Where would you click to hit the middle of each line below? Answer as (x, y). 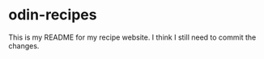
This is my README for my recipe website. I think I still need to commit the (132, 37)
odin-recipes (53, 15)
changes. (24, 45)
